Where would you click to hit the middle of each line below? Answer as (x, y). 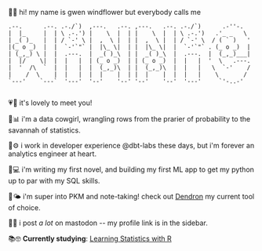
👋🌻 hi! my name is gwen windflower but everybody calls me (105, 12)
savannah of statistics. (44, 130)
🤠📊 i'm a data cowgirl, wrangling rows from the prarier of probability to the (129, 119)
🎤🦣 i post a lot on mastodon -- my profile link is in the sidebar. (108, 223)
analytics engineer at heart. (52, 154)
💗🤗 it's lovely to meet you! (50, 103)
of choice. (24, 207)
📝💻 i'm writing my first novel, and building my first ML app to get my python (131, 169)
